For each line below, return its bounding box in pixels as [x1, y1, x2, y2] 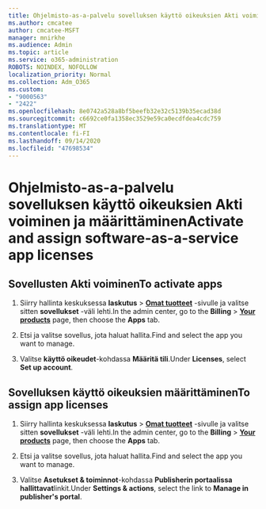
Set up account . [19, 362, 74, 373]
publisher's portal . [19, 492, 82, 502]
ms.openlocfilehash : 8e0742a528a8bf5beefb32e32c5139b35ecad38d [8, 108, 222, 116]
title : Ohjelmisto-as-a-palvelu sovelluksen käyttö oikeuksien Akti [8, 11, 239, 20]
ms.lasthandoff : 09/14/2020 [8, 136, 101, 145]
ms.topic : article [8, 48, 69, 56]
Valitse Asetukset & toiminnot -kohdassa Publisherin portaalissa [19, 475, 233, 484]
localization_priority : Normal [8, 71, 112, 78]
